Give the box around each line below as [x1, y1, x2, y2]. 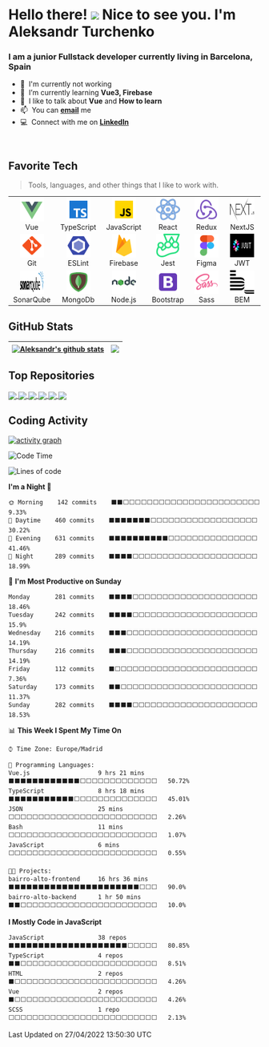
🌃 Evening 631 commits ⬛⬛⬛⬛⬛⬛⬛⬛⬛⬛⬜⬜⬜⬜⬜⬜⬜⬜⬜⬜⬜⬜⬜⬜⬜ [8, 534, 258, 542]
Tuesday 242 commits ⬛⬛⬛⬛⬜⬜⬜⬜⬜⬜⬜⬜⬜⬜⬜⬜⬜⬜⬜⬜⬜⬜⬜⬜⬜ [8, 611, 258, 619]
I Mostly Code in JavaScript [8, 917, 102, 926]
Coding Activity [8, 414, 88, 427]
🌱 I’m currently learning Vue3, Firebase [19, 88, 153, 98]
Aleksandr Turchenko [8, 22, 155, 41]
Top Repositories [8, 369, 95, 383]
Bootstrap [151, 295, 184, 304]
